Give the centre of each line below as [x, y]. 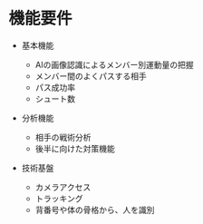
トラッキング [59, 198]
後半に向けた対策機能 [75, 148]
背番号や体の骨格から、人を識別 [95, 209]
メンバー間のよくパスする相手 [91, 76]
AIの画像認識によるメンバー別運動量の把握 [114, 64]
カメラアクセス [63, 187]
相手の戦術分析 [63, 137]
